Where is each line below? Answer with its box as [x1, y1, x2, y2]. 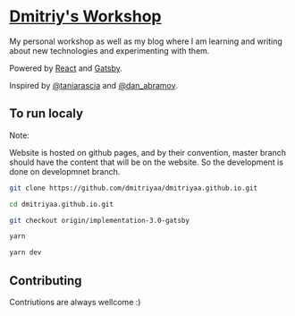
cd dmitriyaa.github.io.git [9, 200, 114, 209]
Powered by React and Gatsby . [9, 63, 123, 73]
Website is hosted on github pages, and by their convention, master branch [9, 147, 286, 158]
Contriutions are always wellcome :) [9, 296, 141, 307]
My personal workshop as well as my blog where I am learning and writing [9, 36, 283, 47]
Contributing [9, 273, 82, 288]
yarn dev [9, 248, 42, 257]
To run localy [9, 106, 83, 122]
